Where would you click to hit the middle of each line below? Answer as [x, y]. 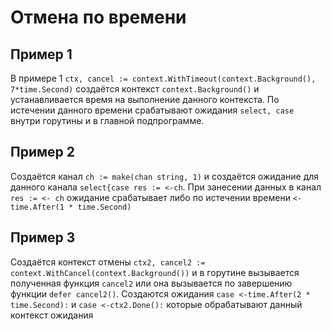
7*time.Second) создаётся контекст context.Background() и [135, 89]
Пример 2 [43, 152]
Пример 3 [43, 237]
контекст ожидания [52, 315]
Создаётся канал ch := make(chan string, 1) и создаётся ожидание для [165, 176]
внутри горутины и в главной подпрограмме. [107, 120]
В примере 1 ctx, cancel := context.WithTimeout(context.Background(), [163, 78]
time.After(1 [37, 207]
